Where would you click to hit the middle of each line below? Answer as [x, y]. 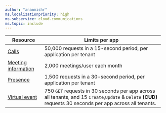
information [21, 69]
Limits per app [101, 40]
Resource [24, 40]
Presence [19, 80]
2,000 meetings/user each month [83, 66]
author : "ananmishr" [26, 10]
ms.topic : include [24, 23]
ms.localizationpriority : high [37, 14]
